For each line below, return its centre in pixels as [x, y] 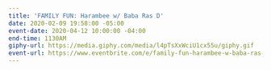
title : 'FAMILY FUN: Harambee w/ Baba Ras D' [86, 16]
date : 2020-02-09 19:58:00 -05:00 [67, 23]
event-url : [27, 53]
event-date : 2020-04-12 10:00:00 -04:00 [77, 31]
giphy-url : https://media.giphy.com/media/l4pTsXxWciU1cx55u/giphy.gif [131, 46]
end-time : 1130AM [38, 38]
